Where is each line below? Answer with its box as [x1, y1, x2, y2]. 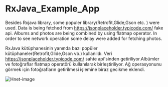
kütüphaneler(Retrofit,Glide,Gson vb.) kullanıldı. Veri [5, 50, 112, 56]
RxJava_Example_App [5, 3, 100, 14]
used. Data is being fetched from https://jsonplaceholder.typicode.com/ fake [5, 24, 163, 30]
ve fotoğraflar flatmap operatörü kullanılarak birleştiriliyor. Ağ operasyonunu [5, 61, 162, 67]
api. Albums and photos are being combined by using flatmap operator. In [5, 30, 157, 36]
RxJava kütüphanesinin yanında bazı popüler [5, 45, 98, 51]
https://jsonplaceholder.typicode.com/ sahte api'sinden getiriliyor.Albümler [5, 55, 159, 61]
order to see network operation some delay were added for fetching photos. [5, 35, 162, 41]
